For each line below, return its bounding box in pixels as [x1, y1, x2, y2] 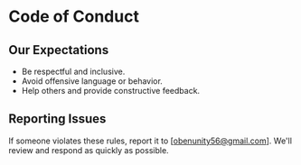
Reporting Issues [8, 111, 107, 127]
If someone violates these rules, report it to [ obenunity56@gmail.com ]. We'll [8, 135, 293, 146]
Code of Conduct [8, 6, 139, 27]
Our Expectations [8, 42, 109, 58]
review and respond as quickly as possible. [8, 144, 169, 155]
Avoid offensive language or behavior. [21, 76, 164, 87]
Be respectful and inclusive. [21, 66, 126, 77]
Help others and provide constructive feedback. [21, 86, 201, 96]
